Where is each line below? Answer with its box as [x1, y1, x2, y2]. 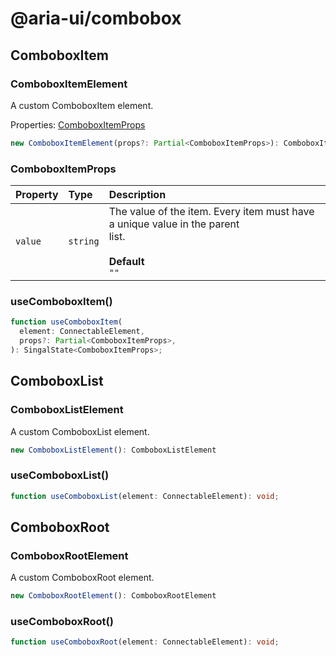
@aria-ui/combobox [10, 7, 182, 30]
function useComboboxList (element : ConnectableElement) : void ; [10, 491, 280, 501]
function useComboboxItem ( [10, 317, 123, 327]
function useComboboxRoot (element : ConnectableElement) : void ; [10, 637, 280, 647]
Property [15, 188, 59, 202]
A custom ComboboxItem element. [10, 99, 154, 111]
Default [108, 255, 145, 269]
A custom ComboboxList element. [10, 425, 150, 437]
